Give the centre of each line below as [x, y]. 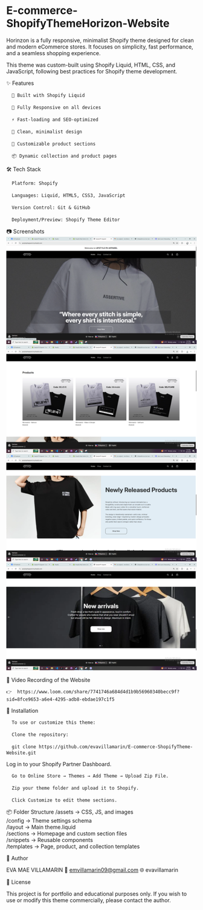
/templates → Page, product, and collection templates [73, 846]
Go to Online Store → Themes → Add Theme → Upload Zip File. [90, 776]
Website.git [21, 753]
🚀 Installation [22, 710]
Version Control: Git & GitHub [51, 207]
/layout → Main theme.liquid [41, 827]
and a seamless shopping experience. [53, 53]
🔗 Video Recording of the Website [48, 679]
